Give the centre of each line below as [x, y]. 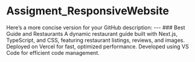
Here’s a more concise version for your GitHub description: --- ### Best [96, 27]
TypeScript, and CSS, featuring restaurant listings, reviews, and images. [96, 40]
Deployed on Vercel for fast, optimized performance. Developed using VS [97, 46]
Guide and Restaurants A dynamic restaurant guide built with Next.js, [92, 33]
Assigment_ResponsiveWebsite [88, 11]
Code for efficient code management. [53, 52]
